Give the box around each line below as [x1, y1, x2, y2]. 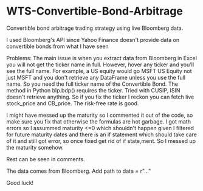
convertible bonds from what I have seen [6, 43, 109, 50]
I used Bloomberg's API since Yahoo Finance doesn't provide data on [6, 36, 180, 43]
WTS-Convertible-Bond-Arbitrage [6, 4, 184, 18]
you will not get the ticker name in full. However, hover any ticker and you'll [6, 61, 194, 68]
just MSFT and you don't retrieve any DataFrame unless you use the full [6, 74, 185, 81]
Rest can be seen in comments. [6, 155, 85, 162]
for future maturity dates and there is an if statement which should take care [6, 131, 198, 138]
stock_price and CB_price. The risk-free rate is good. [6, 99, 139, 107]
